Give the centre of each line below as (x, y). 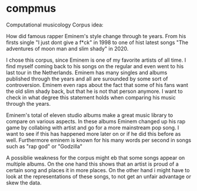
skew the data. (24, 182)
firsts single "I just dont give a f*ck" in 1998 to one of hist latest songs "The (97, 42)
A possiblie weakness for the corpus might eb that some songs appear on (96, 158)
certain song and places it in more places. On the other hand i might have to (98, 170)
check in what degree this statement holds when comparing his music (91, 97)
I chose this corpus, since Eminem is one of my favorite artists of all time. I (96, 60)
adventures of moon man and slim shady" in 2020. (67, 48)
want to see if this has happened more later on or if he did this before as (94, 133)
